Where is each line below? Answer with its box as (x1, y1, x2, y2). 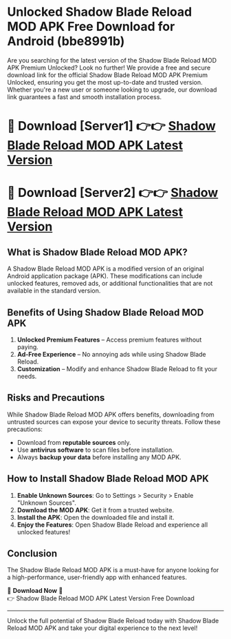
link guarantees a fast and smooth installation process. (7, 92, 162, 101)
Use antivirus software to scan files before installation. (16, 446, 174, 454)
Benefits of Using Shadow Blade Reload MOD (7, 306, 204, 318)
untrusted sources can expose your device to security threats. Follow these (7, 417, 221, 426)
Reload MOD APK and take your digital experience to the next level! (7, 624, 198, 632)
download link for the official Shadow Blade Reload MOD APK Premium (7, 70, 208, 79)
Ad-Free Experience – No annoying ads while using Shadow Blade (16, 350, 206, 358)
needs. (16, 372, 37, 380)
